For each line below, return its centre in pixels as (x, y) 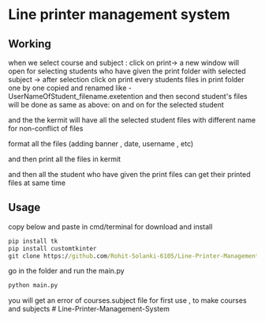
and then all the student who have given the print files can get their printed (129, 174)
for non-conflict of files (46, 128)
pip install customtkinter (52, 248)
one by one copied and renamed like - (70, 88)
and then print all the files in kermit (64, 159)
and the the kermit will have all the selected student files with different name (132, 120)
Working (30, 44)
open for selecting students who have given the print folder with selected (127, 71)
